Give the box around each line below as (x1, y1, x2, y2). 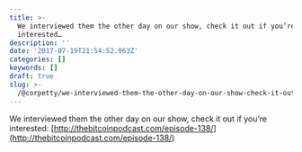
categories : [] (9, 55, 67, 64)
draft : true (9, 72, 54, 81)
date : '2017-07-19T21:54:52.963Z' (9, 47, 139, 56)
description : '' (9, 38, 70, 48)
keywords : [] (9, 64, 58, 73)
